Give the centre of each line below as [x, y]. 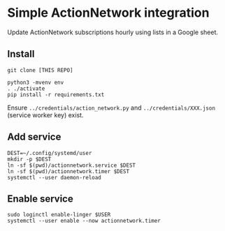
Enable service [40, 199]
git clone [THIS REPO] [40, 70]
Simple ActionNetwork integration [108, 13]
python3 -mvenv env [36, 82]
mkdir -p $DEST [29, 159]
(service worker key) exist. [45, 115]
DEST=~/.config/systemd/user [50, 153]
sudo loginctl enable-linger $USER [59, 215]
